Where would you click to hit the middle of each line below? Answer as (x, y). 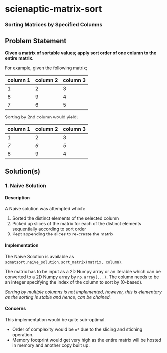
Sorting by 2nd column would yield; (42, 117)
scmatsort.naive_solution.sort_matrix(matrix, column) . (64, 262)
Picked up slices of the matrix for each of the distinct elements (77, 224)
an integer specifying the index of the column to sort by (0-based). (74, 282)
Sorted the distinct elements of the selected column (66, 218)
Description (18, 197)
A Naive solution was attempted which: (45, 209)
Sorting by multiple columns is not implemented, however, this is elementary (83, 292)
